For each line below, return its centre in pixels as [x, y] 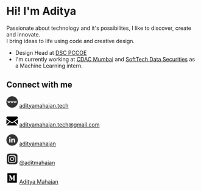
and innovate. [23, 34]
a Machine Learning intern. [49, 66]
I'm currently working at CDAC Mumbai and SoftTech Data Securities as [105, 59]
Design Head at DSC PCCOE [51, 52]
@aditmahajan [37, 162]
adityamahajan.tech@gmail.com [59, 124]
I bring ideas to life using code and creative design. [71, 41]
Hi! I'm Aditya [41, 11]
